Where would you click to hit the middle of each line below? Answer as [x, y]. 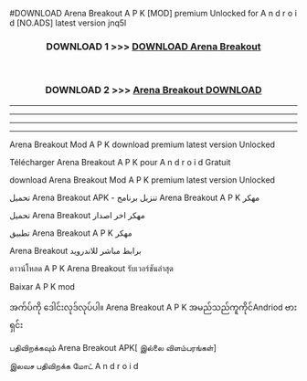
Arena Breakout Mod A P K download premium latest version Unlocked [143, 144]
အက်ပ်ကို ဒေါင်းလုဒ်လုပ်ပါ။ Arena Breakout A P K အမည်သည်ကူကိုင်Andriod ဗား [153, 307]
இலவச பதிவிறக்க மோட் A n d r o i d [74, 365]
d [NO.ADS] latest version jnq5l [68, 23]
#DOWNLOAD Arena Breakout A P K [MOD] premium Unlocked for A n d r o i [153, 13]
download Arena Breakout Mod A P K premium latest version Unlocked [143, 180]
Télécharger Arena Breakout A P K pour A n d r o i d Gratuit [120, 162]
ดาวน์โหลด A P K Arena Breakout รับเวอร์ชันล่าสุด [91, 268]
